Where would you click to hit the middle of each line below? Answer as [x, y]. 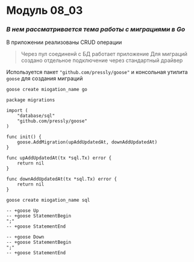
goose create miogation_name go [47, 90]
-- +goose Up [23, 211]
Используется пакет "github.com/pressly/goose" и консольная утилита [97, 72]
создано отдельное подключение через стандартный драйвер [102, 60]
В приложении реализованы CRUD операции [64, 42]
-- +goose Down [25, 237]
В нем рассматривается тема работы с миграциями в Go [96, 30]
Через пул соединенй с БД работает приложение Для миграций [104, 54]
